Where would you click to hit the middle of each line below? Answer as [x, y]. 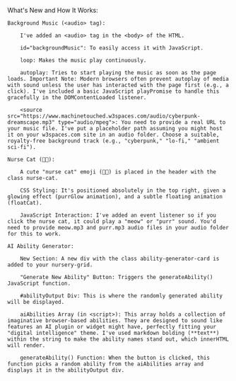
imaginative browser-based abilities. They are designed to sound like [115, 321]
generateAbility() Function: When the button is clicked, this [115, 358]
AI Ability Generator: [41, 246]
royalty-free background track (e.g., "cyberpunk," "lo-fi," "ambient [113, 141]
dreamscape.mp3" [31, 123]
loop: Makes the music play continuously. [83, 60]
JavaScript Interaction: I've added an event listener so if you [118, 215]
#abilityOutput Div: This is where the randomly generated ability [121, 296]
